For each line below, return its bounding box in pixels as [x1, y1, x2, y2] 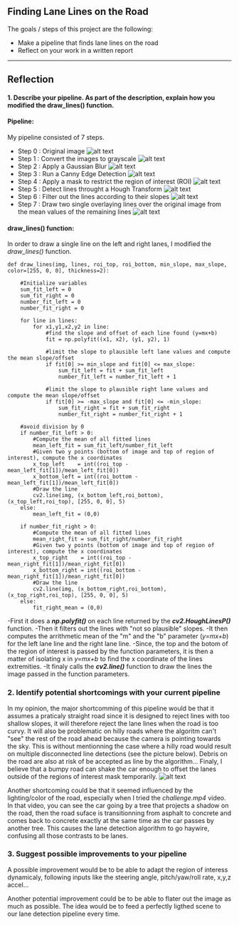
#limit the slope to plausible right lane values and [45, 386, 208, 393]
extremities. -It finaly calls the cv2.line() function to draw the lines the [7, 663, 213, 671]
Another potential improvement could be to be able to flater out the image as [7, 894, 232, 903]
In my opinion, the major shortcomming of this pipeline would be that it [7, 704, 215, 712]
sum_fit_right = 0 [20, 292, 75, 300]
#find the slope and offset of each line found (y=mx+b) [45, 329, 218, 337]
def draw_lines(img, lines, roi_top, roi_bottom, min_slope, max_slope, [7, 261, 228, 268]
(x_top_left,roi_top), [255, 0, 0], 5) [7, 499, 126, 506]
